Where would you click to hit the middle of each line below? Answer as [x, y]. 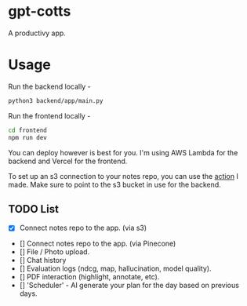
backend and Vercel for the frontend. [68, 161]
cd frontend [27, 130]
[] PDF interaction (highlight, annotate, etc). [89, 277]
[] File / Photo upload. [54, 252]
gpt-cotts [40, 11]
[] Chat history [43, 260]
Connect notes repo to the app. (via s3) [83, 228]
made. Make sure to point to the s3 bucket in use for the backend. [114, 184]
